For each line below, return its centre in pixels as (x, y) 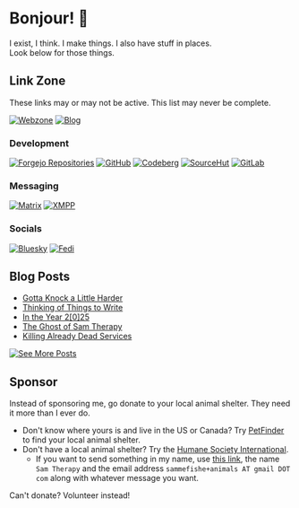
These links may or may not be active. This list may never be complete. (140, 102)
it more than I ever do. (50, 413)
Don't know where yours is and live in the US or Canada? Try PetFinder (153, 431)
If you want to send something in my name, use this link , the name (158, 459)
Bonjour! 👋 (49, 18)
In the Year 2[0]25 (56, 317)
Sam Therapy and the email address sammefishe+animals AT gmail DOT (163, 469)
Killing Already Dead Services (77, 337)
